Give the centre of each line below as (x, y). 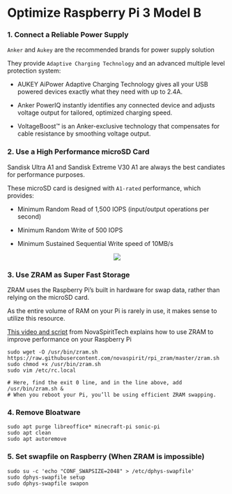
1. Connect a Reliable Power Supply (68, 35)
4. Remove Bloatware (44, 412)
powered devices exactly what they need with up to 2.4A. (100, 92)
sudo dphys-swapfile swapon (48, 484)
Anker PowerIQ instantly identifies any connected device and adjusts (116, 106)
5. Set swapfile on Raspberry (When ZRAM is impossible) (106, 457)
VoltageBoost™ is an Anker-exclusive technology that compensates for (118, 126)
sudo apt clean (29, 433)
